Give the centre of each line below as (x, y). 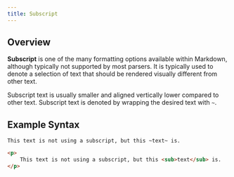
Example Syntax (44, 125)
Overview (29, 42)
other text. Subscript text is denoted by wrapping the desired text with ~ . (112, 103)
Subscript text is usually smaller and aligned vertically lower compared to (113, 95)
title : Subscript (33, 14)
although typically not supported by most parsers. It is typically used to (110, 67)
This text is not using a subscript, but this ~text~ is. (94, 141)
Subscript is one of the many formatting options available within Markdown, (117, 59)
